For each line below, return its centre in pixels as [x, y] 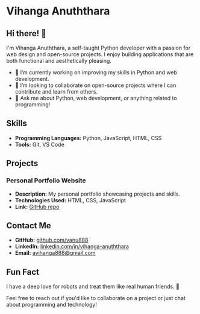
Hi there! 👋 [27, 34]
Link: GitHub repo [37, 207]
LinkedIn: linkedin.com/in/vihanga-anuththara [72, 246]
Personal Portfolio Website [46, 181]
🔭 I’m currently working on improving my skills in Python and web [96, 72]
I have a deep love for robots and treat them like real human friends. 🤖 [93, 287]
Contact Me [29, 226]
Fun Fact [23, 272]
